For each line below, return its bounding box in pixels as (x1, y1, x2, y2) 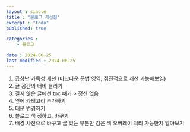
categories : (6, 36, 39, 42)
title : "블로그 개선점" (6, 14, 61, 20)
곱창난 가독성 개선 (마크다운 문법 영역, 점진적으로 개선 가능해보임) (14, 75, 166, 82)
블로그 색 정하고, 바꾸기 (14, 112, 69, 119)
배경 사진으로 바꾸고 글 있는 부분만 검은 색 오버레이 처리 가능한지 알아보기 (14, 120, 185, 127)
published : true (6, 25, 46, 32)
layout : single (6, 8, 46, 15)
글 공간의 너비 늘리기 (14, 82, 63, 89)
